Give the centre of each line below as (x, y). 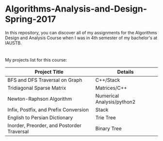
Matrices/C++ (111, 88)
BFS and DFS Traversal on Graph (45, 80)
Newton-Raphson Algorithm (40, 99)
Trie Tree (106, 118)
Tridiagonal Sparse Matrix (37, 88)
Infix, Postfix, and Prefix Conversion (48, 110)
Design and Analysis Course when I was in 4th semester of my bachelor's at (81, 38)
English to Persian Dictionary (40, 118)
